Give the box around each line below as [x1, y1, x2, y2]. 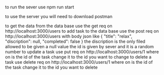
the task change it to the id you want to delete [5, 64, 98, 70]
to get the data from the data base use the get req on [5, 23, 112, 29]
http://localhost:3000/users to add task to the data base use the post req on [5, 28, 159, 34]
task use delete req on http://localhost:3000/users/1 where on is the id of [5, 59, 153, 65]
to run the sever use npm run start [5, 4, 75, 10]
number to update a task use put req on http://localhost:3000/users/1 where [5, 49, 159, 55]
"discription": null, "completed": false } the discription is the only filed [5, 38, 146, 44]
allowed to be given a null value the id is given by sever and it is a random [5, 44, 154, 49]
